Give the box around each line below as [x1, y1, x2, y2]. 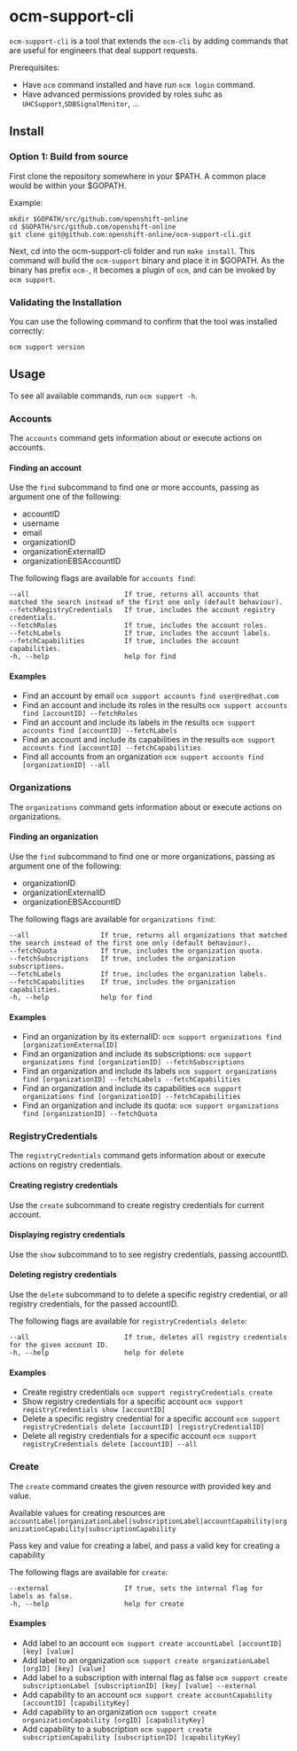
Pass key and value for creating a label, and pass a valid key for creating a [9, 1540, 281, 1551]
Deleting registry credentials [9, 1269, 117, 1280]
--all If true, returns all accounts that [9, 590, 260, 600]
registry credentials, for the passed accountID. [9, 1299, 179, 1309]
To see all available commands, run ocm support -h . [9, 390, 198, 401]
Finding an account [9, 462, 82, 473]
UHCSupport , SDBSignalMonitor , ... [21, 98, 140, 108]
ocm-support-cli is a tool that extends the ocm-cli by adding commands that [9, 35, 288, 46]
